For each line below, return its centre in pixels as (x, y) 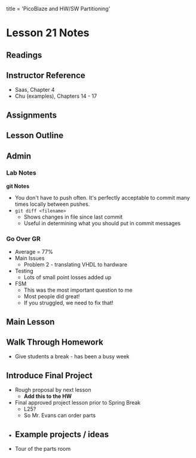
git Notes (18, 186)
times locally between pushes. (52, 204)
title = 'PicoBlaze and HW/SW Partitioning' (58, 9)
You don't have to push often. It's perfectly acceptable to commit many (102, 197)
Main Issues (30, 258)
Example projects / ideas (62, 434)
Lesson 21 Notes (48, 33)
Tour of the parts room (43, 448)
